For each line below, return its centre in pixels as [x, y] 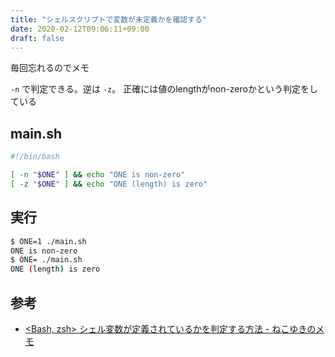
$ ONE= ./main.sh [46, 260]
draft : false [37, 38]
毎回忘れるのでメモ [50, 68]
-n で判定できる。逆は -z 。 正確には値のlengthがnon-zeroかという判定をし [164, 89]
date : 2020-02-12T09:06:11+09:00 [80, 29]
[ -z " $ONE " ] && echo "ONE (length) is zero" [109, 184]
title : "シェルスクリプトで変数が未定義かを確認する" [109, 19]
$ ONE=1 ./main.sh [48, 241]
